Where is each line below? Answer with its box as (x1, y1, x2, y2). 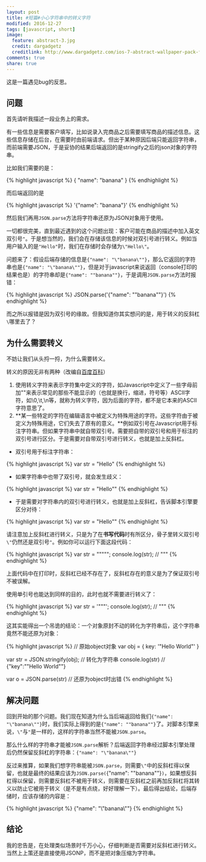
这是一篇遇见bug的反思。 (6, 78, 71, 85)
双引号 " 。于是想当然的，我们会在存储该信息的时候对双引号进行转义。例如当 (6, 235, 197, 243)
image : (6, 32, 23, 38)
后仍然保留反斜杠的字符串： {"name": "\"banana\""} (6, 748, 137, 756)
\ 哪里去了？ (6, 318, 37, 326)
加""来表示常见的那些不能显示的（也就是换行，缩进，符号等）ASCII (15, 389, 185, 396)
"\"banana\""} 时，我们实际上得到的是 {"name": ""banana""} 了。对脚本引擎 (6, 720, 194, 727)
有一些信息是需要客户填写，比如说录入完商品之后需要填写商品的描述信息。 (6, 128, 194, 136)
